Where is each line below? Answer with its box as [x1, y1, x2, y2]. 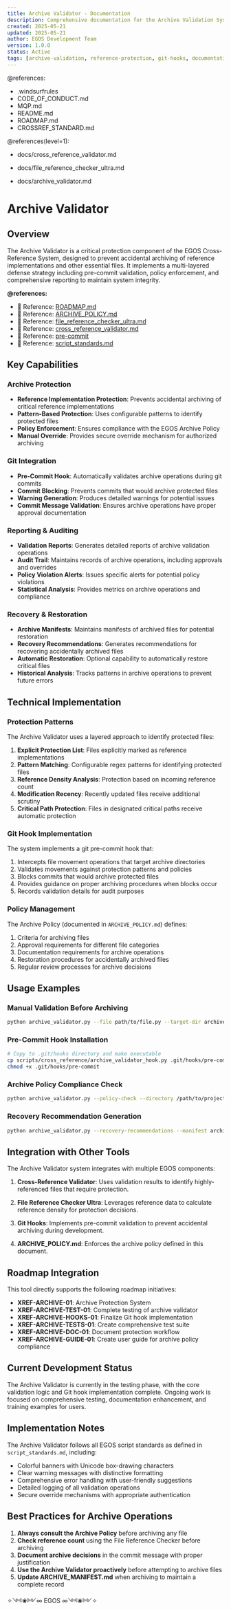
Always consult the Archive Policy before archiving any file [16, 1529, 188, 1537]
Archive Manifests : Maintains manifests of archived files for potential [16, 625, 214, 634]
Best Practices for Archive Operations [7, 1511, 173, 1523]
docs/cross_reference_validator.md [16, 150, 117, 158]
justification [16, 1558, 51, 1566]
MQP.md [16, 101, 43, 110]
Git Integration [7, 456, 56, 466]
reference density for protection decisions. [16, 1205, 139, 1214]
